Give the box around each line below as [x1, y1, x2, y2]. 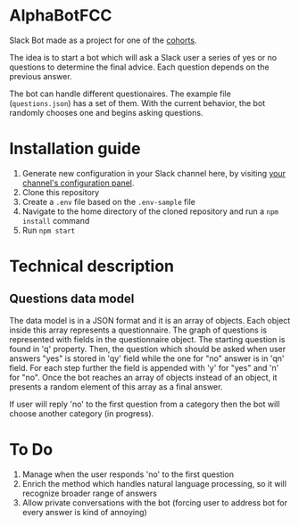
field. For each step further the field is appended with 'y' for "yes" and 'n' [9, 362, 279, 373]
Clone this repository [21, 186, 100, 197]
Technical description [9, 256, 175, 276]
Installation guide [9, 139, 141, 159]
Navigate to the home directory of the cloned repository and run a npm [21, 206, 279, 217]
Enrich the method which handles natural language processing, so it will [21, 478, 287, 489]
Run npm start [21, 225, 76, 235]
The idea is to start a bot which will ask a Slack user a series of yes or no [9, 52, 278, 62]
